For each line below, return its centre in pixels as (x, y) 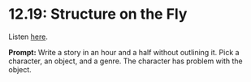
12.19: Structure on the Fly (98, 14)
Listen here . (28, 37)
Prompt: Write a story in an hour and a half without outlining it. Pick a (124, 52)
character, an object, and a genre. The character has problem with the (125, 61)
